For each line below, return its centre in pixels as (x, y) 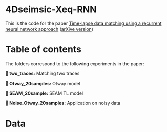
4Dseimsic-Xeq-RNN (51, 9)
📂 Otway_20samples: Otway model (43, 83)
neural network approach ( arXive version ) (49, 29)
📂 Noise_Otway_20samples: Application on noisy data (63, 103)
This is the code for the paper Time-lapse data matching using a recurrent (83, 23)
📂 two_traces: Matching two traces (43, 73)
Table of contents (44, 50)
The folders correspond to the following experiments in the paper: (75, 63)
